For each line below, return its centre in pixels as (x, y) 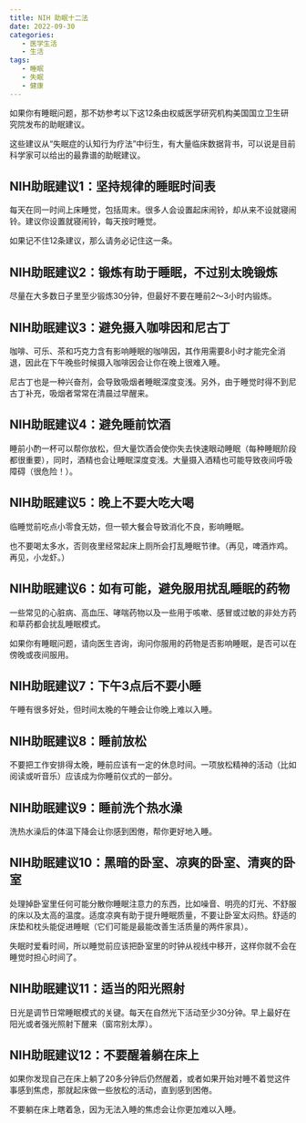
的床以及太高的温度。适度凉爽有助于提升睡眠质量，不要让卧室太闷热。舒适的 (153, 915)
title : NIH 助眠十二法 (49, 18)
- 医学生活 (39, 43)
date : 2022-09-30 (42, 26)
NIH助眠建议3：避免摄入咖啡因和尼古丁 (120, 328)
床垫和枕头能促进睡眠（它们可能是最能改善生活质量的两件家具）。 (131, 926)
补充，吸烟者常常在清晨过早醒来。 (89, 394)
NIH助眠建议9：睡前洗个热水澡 (96, 808)
